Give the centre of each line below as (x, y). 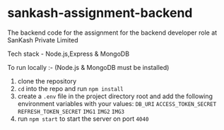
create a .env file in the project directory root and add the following (115, 96)
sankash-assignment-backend (100, 13)
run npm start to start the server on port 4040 (83, 119)
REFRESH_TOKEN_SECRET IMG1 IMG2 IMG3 (71, 112)
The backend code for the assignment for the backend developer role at (112, 32)
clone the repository (47, 81)
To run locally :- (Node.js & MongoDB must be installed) (88, 67)
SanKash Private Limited (43, 40)
